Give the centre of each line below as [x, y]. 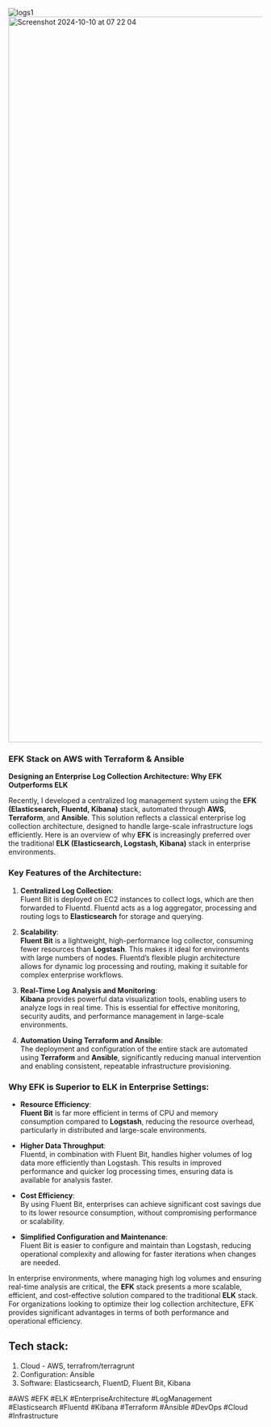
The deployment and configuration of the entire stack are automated [134, 1049]
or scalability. [42, 1221]
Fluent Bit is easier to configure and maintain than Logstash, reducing [135, 1245]
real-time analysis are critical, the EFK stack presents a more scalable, [125, 1287]
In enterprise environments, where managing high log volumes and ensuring [135, 1278]
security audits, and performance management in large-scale [122, 1016]
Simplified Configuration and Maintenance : [94, 1237]
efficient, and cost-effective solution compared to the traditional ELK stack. [133, 1295]
